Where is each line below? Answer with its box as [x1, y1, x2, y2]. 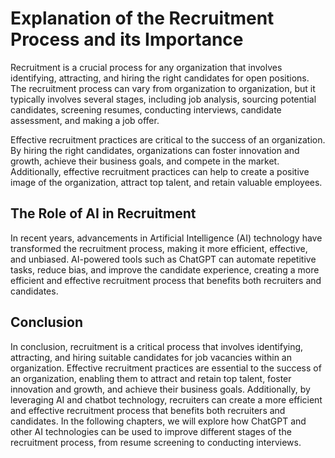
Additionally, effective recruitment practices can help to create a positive [10, 165, 310, 177]
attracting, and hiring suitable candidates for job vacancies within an [10, 351, 292, 363]
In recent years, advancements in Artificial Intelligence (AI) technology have [10, 232, 323, 244]
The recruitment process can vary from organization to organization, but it [10, 82, 316, 94]
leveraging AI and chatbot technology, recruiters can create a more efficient [10, 393, 323, 406]
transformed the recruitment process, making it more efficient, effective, [10, 242, 308, 254]
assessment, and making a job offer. [10, 114, 160, 126]
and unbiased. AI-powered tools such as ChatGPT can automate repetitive [10, 253, 317, 265]
